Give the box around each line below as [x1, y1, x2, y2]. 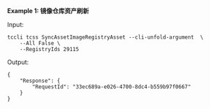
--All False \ [19, 40, 60, 47]
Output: [7, 58, 29, 66]
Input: [7, 21, 24, 28]
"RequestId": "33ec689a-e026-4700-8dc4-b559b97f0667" [32, 83, 191, 90]
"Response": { [19, 77, 60, 84]
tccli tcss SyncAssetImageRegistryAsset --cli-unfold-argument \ [7, 34, 204, 41]
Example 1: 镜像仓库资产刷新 [7, 7, 89, 14]
